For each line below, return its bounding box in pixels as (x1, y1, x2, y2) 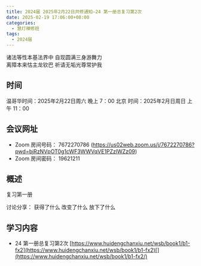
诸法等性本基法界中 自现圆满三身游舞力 (6, 54, 102, 60)
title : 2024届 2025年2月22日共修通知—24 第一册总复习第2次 (6, 8, 142, 15)
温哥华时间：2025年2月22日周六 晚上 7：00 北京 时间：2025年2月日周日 (6, 97, 186, 105)
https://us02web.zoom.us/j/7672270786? (92, 141, 195, 148)
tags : (6, 31, 20, 37)
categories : (6, 20, 36, 26)
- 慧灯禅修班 (11, 25, 40, 32)
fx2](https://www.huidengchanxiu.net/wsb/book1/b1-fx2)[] (14, 246, 160, 254)
